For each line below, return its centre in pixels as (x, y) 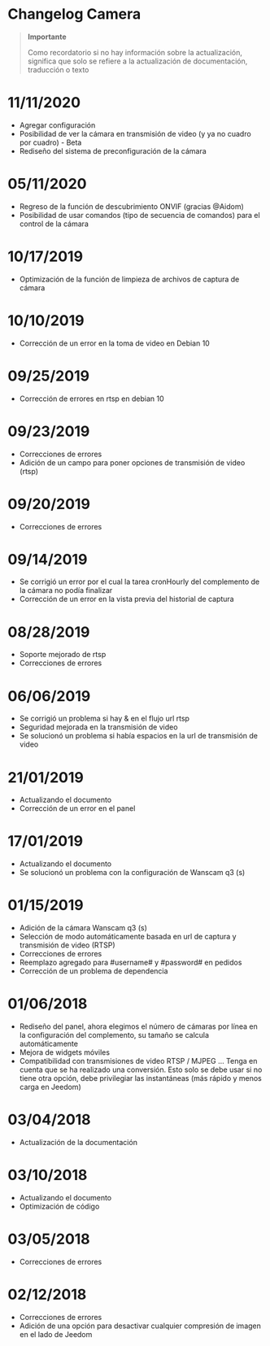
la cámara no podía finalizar (66, 590)
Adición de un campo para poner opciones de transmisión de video (132, 462)
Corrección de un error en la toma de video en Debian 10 (115, 343)
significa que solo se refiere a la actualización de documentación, (137, 61)
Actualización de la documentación (78, 1142)
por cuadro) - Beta (50, 142)
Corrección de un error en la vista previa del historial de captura (126, 599)
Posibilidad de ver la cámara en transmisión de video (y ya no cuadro (135, 133)
